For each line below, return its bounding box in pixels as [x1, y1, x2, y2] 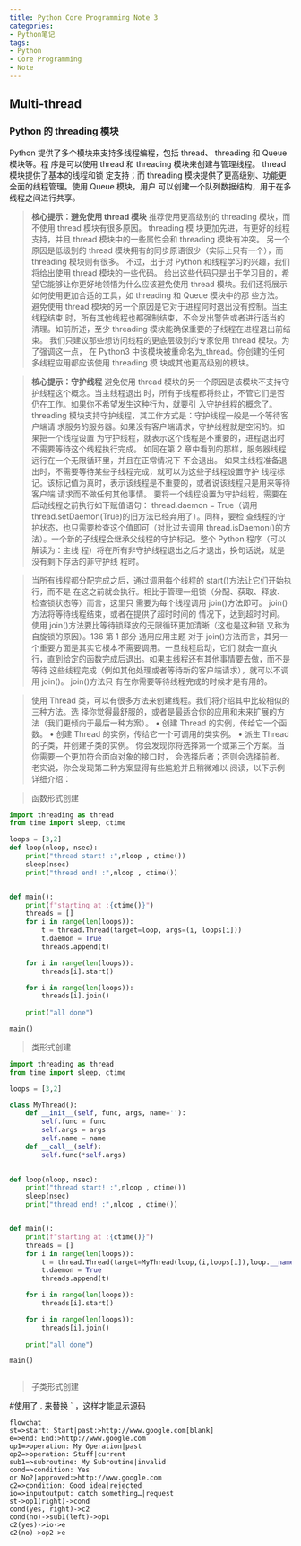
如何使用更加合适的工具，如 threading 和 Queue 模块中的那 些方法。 [30, 289, 283, 301]
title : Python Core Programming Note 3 [9, 13, 159, 22]
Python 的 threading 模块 [9, 125, 119, 137]
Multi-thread [9, 96, 82, 112]
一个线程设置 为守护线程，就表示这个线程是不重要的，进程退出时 [47, 432, 285, 443]
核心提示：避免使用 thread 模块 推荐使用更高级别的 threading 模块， [30, 211, 283, 222]
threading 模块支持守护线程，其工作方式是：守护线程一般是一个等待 [30, 409, 281, 420]
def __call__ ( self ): [25, 1142, 102, 1151]
